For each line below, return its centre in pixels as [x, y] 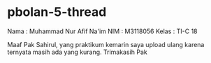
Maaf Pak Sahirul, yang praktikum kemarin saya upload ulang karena [106, 44]
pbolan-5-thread [57, 12]
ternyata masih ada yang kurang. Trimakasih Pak [78, 52]
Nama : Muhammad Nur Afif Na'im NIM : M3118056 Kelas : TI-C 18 [102, 31]
